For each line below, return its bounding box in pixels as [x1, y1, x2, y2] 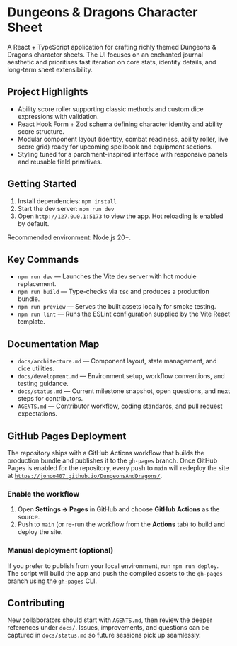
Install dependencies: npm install [17, 196, 117, 205]
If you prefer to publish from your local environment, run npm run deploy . [7, 561, 219, 570]
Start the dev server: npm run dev [17, 204, 115, 212]
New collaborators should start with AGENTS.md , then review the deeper [7, 616, 213, 624]
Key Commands [7, 253, 79, 266]
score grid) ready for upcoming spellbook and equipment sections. [17, 142, 213, 151]
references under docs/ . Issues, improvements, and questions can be [7, 623, 209, 632]
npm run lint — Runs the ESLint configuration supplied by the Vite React [17, 310, 231, 319]
